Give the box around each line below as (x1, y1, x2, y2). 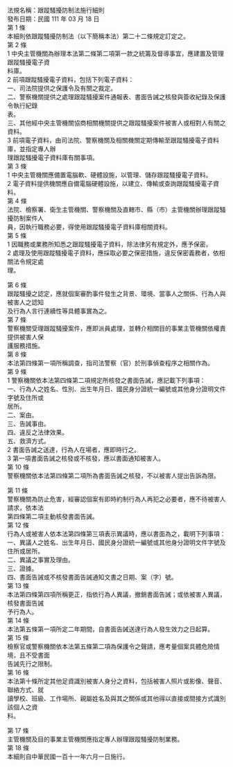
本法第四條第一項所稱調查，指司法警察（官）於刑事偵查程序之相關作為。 (7, 359, 214, 367)
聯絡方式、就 (7, 686, 44, 693)
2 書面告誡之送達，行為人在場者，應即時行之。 (7, 446, 141, 454)
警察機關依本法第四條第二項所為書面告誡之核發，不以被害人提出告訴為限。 (7, 472, 220, 480)
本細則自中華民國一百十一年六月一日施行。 (7, 752, 129, 761)
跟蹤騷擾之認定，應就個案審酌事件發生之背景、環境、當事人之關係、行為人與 (7, 290, 226, 298)
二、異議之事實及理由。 (7, 555, 74, 564)
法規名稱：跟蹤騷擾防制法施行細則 (7, 6, 105, 14)
